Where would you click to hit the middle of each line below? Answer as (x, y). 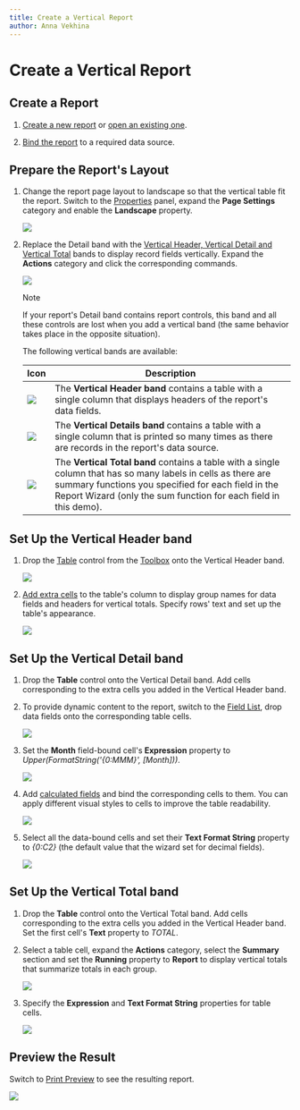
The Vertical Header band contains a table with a (159, 388)
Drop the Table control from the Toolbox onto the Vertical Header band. (154, 561)
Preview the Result (62, 1058)
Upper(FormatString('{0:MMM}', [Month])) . (101, 759)
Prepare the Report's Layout (89, 169)
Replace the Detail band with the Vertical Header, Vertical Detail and (147, 245)
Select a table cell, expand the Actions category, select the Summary (150, 950)
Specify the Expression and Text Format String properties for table (146, 1003)
